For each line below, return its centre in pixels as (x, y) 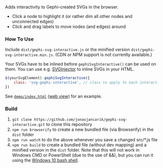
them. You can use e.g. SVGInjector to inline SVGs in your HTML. (70, 69)
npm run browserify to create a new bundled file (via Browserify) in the (83, 129)
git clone (22, 120)
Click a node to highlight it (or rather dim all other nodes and (72, 16)
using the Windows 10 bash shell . (45, 160)
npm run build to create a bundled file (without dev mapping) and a (79, 145)
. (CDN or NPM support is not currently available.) (102, 55)
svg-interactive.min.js (29, 55)
